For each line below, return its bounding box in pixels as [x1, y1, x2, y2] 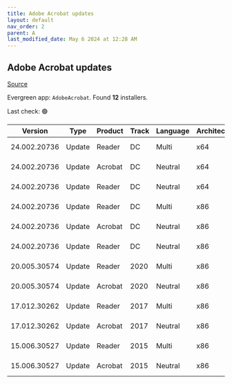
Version [21, 126, 48, 136]
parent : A [7, 29, 36, 37]
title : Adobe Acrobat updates [7, 10, 95, 17]
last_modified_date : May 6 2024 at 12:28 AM [7, 36, 137, 43]
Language [155, 126, 190, 136]
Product [96, 126, 124, 136]
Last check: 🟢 [7, 107, 48, 115]
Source [7, 80, 28, 88]
